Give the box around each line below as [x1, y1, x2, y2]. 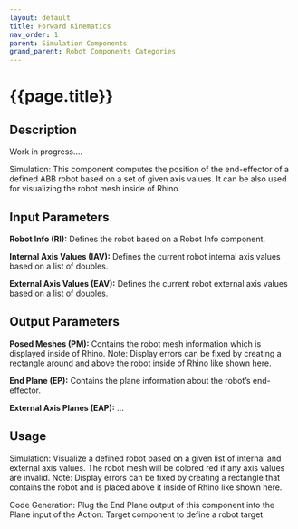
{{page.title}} [9, 86, 113, 107]
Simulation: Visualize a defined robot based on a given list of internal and [9, 453, 282, 464]
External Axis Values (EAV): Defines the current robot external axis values [9, 278, 288, 289]
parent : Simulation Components [9, 38, 128, 48]
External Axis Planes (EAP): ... [9, 402, 124, 413]
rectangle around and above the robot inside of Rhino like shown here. [9, 358, 272, 368]
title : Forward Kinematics [9, 22, 111, 31]
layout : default [9, 13, 71, 23]
